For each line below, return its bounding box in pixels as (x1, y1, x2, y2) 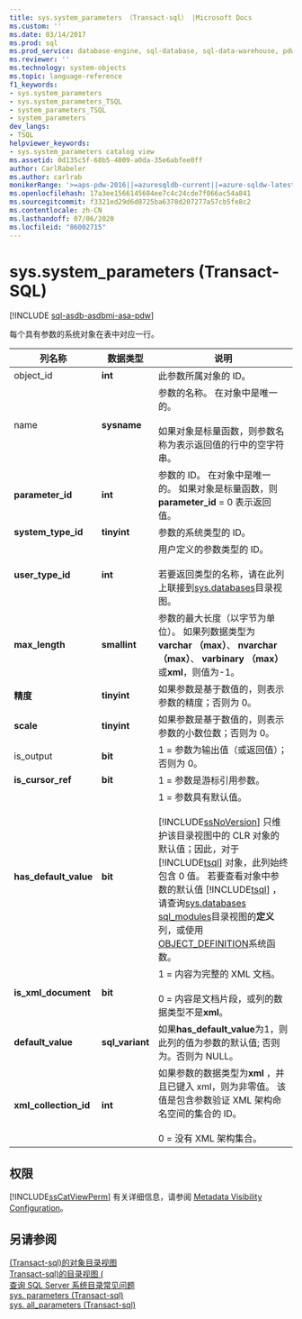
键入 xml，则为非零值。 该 (175, 1080, 287, 1093)
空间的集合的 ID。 (166, 1107, 243, 1120)
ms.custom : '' (9, 22, 63, 31)
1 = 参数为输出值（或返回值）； (157, 744, 288, 757)
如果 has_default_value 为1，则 (157, 1023, 289, 1036)
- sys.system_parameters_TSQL (9, 96, 123, 106)
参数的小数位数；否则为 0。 (157, 727, 275, 740)
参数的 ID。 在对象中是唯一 (157, 469, 271, 482)
